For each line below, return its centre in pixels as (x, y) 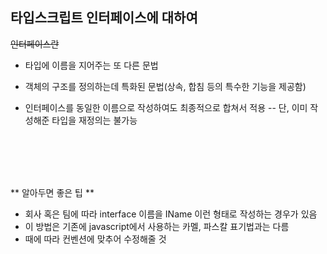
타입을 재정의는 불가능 (94, 120)
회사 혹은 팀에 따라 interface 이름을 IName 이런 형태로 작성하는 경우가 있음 (171, 214)
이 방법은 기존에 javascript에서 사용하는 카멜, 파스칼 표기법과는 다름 (157, 226)
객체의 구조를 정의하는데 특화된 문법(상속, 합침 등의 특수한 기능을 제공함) (165, 86)
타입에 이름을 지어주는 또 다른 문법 (91, 65)
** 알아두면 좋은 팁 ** (52, 192)
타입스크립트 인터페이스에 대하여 (104, 18)
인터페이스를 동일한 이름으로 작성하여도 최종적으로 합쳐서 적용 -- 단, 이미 (166, 107)
